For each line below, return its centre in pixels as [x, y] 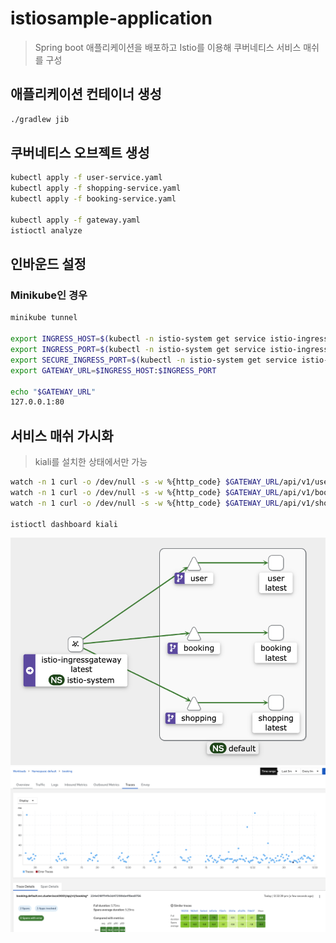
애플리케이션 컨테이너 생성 [86, 94]
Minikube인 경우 [49, 295]
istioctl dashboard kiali [64, 524]
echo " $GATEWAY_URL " [53, 392]
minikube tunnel [44, 318]
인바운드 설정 [48, 264]
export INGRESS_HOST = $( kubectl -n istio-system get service [138, 339]
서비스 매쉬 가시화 [62, 435]
